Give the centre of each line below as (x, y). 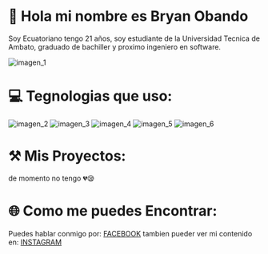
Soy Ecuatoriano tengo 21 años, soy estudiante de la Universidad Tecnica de (134, 38)
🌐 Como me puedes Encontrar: (113, 211)
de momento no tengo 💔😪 (52, 178)
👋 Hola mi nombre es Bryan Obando (128, 16)
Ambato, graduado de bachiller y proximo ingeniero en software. (115, 46)
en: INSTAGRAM (35, 242)
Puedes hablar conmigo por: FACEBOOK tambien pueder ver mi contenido (130, 233)
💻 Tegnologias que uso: (90, 96)
